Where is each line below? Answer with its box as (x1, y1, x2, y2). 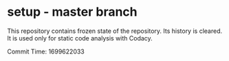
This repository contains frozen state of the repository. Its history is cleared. (7, 27, 222, 35)
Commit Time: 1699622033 (7, 47, 85, 56)
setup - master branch (7, 4, 138, 20)
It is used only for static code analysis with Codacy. (7, 34, 153, 42)
